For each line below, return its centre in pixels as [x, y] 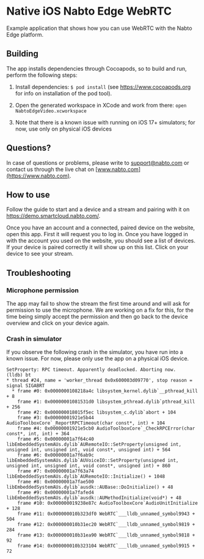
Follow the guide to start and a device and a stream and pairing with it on [98, 209]
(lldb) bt [19, 375]
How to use [28, 194]
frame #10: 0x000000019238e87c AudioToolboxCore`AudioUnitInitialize [108, 503]
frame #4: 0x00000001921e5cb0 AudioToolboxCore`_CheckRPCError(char [106, 428]
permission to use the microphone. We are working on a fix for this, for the [100, 310]
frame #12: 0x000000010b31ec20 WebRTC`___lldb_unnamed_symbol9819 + [106, 525]
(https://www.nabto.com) [38, 176]
